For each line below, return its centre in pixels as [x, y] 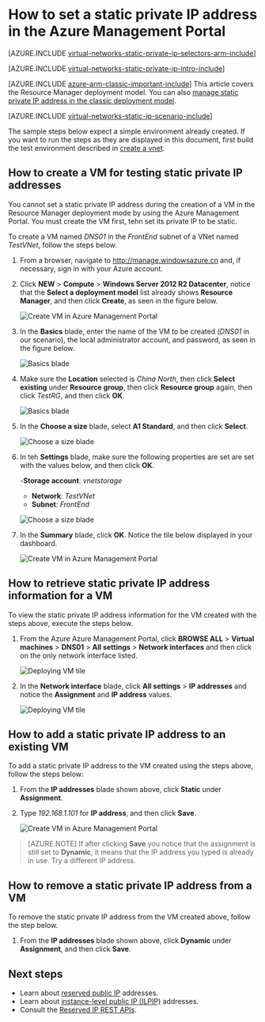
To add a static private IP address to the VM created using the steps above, [131, 766]
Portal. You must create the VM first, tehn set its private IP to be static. [123, 221]
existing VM [38, 747]
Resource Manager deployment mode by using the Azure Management [124, 213]
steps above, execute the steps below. [70, 623]
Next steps [36, 974]
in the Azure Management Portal [117, 31]
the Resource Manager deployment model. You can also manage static [123, 92]
